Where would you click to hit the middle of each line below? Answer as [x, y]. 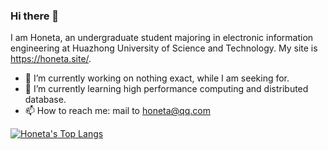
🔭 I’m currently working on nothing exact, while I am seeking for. [157, 78]
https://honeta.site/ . [51, 59]
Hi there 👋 [35, 16]
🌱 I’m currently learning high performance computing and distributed [166, 89]
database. [45, 100]
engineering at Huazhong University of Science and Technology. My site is [164, 48]
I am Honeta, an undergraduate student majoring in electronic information [162, 38]
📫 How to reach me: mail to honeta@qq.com [117, 111]
